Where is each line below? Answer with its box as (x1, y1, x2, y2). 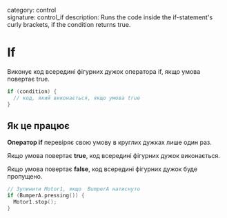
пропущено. (7, 172, 43, 181)
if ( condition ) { (7, 88, 57, 95)
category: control (7, 6, 57, 14)
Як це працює (7, 120, 70, 132)
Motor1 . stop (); (13, 199, 57, 206)
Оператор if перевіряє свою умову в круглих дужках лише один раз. (7, 138, 212, 147)
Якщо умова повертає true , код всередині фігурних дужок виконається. (7, 152, 221, 160)
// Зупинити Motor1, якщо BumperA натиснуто (7, 186, 140, 192)
